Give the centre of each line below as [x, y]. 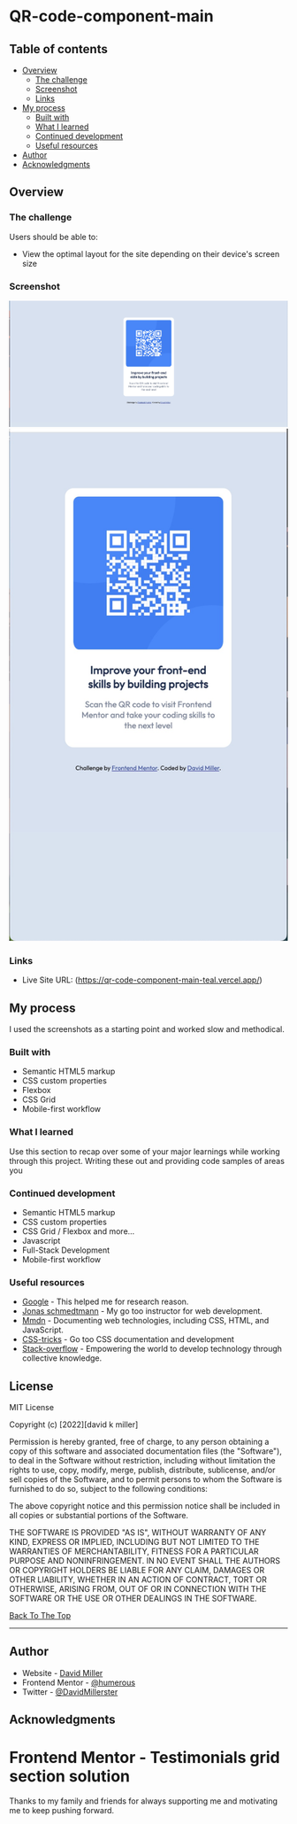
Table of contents [58, 49]
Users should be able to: [54, 237]
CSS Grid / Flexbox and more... [78, 1231]
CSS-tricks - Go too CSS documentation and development [128, 1339]
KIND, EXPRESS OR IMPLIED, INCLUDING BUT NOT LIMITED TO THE [134, 1542]
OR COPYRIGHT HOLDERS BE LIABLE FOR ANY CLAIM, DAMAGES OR [137, 1571]
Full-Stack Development [66, 1250]
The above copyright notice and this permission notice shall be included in [145, 1506]
